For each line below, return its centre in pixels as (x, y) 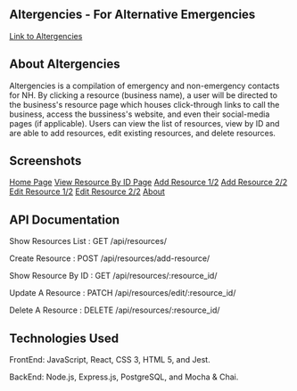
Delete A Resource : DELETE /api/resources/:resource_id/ (115, 310)
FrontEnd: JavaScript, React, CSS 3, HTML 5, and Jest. (110, 360)
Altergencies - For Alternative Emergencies (132, 15)
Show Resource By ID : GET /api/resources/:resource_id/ (113, 276)
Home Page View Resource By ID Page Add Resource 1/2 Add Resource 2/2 (148, 183)
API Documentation (65, 220)
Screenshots (45, 161)
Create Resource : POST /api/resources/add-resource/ (110, 258)
